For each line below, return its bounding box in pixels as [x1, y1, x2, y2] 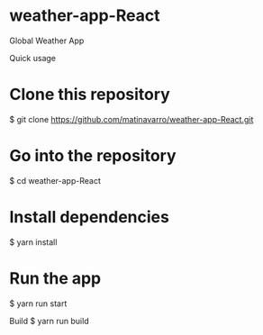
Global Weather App [9, 35, 85, 46]
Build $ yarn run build [9, 315, 89, 326]
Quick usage [9, 52, 57, 63]
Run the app [9, 267, 102, 288]
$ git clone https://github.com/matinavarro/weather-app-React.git [9, 113, 254, 124]
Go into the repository [9, 146, 177, 167]
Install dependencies [9, 207, 169, 227]
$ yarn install [9, 236, 58, 248]
